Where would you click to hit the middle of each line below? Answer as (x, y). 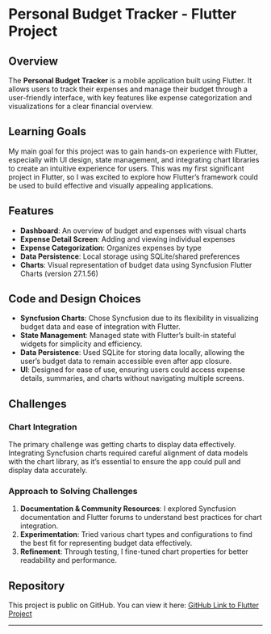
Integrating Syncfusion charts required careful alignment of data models (128, 453)
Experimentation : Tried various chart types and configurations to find (136, 535)
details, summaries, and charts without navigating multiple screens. (132, 378)
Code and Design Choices (75, 299)
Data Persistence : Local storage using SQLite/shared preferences (130, 256)
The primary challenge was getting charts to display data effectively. (122, 445)
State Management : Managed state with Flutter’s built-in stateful (128, 336)
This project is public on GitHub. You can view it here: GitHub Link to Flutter (134, 605)
